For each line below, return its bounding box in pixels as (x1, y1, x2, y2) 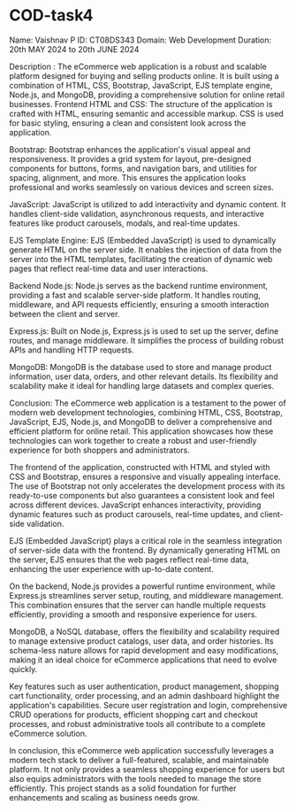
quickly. (9, 663, 38, 674)
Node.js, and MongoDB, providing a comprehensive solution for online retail (9, 89, 285, 100)
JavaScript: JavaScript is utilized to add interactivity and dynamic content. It (9, 198, 286, 209)
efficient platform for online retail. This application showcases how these (9, 426, 274, 437)
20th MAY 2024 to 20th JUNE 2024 (9, 43, 140, 54)
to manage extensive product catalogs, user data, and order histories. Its (9, 635, 274, 646)
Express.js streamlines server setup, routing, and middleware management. (9, 590, 285, 600)
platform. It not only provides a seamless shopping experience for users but (9, 763, 285, 775)
